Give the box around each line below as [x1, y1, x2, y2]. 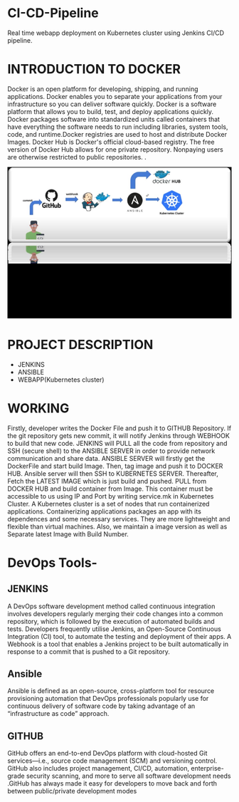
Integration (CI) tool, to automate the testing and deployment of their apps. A [7, 632, 232, 640]
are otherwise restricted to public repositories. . [7, 152, 147, 161]
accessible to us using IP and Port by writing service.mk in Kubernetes [7, 491, 215, 500]
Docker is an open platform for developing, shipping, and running [7, 84, 198, 93]
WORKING [7, 400, 70, 416]
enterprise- [191, 764, 224, 773]
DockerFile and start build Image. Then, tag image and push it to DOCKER [7, 462, 223, 470]
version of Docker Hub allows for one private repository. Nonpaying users [7, 145, 224, 154]
